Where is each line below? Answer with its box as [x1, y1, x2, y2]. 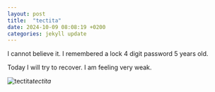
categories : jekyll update [7, 30, 87, 38]
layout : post [7, 10, 46, 18]
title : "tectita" [7, 17, 62, 24]
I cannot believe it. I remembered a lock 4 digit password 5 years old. [7, 50, 209, 58]
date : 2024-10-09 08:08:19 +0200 [7, 23, 106, 30]
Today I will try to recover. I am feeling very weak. [7, 63, 152, 71]
